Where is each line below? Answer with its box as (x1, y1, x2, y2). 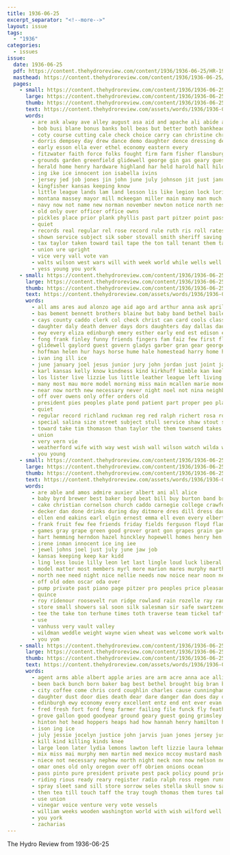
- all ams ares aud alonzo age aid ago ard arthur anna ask (31, 304, 207, 311)
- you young (31, 451, 66, 457)
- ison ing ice (31, 725, 75, 732)
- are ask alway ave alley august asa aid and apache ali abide (31, 118, 219, 126)
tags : (7, 29, 23, 36)
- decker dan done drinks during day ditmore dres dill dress (31, 508, 213, 515)
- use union (31, 795, 66, 802)
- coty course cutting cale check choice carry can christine (31, 131, 213, 138)
